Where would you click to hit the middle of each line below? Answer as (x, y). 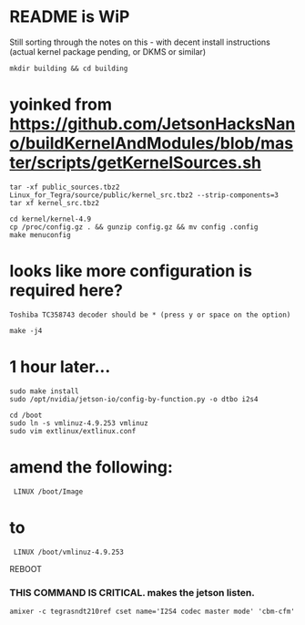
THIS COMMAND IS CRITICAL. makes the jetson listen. (132, 592)
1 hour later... (60, 367)
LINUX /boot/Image (48, 491)
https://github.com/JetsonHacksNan (152, 124)
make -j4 (26, 330)
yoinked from (61, 104)
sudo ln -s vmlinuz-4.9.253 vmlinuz (79, 423)
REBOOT (26, 568)
